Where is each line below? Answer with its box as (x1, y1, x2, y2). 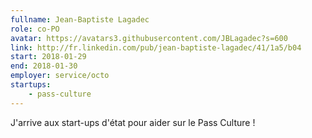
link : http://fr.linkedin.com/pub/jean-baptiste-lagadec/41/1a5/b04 (10, 42, 302, 53)
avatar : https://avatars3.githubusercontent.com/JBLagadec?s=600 (10, 33, 288, 43)
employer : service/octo (10, 71, 110, 81)
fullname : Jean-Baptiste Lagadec (10, 14, 150, 25)
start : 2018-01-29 (10, 52, 87, 62)
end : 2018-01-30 (10, 61, 78, 71)
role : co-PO (10, 24, 60, 34)
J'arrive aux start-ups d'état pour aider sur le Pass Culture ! (10, 116, 256, 128)
